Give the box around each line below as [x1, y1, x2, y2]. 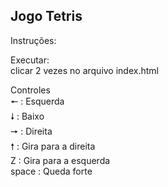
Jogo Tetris [10, 8, 83, 25]
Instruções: [10, 34, 57, 46]
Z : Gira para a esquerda [10, 154, 111, 166]
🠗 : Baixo [10, 110, 45, 122]
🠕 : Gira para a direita [10, 140, 96, 152]
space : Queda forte [10, 165, 93, 177]
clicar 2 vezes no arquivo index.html [10, 64, 159, 76]
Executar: [10, 54, 50, 66]
